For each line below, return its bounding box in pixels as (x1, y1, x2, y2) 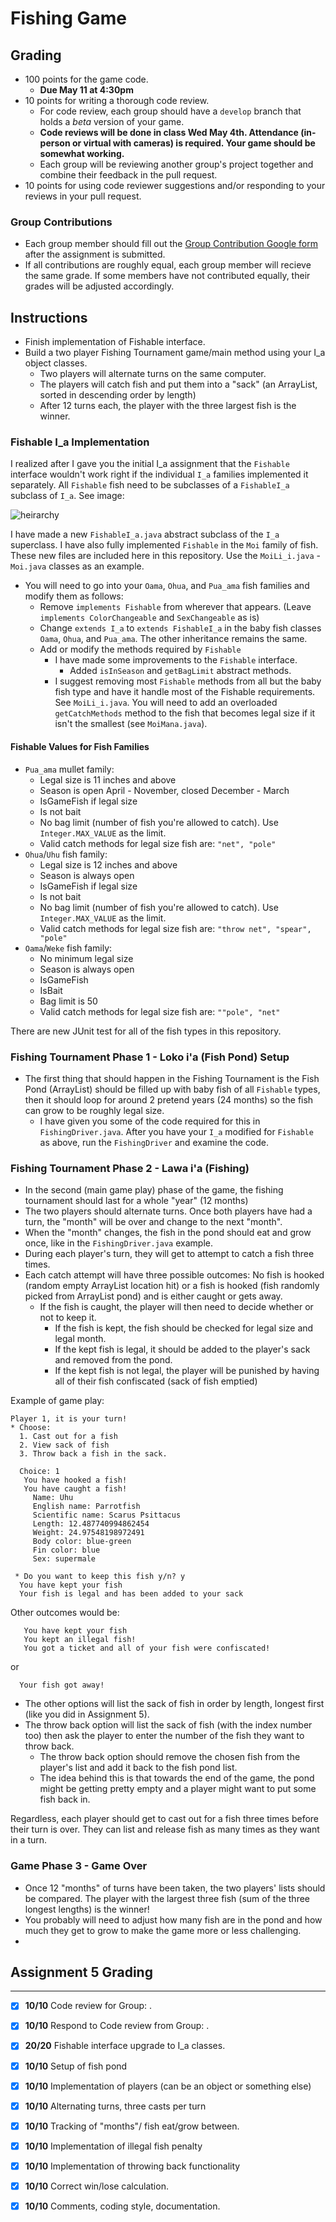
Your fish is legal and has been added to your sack (19, 1589, 244, 1599)
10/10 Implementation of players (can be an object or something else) (24, 2080, 312, 2092)
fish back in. (39, 1793, 91, 1806)
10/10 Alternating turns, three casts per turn (24, 2100, 207, 2112)
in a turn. (10, 1834, 48, 1846)
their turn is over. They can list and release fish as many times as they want (10, 1823, 320, 1836)
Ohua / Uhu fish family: (24, 848, 108, 860)
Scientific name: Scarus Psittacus (32, 1510, 182, 1521)
